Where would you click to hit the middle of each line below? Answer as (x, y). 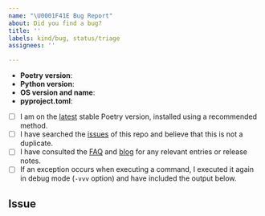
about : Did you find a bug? (55, 23)
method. (34, 126)
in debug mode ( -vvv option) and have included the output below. (128, 178)
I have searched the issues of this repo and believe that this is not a (131, 134)
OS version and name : (57, 92)
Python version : (47, 84)
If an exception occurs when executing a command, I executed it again (137, 169)
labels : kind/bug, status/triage (64, 38)
